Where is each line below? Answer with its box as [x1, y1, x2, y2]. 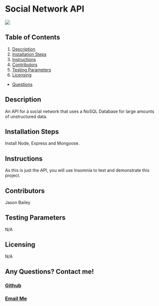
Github [5, 282, 22, 289]
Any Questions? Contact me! [5, 268, 94, 276]
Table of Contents [5, 33, 61, 42]
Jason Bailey [5, 200, 31, 205]
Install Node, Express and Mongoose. [5, 140, 80, 146]
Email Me [5, 295, 28, 302]
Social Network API [5, 3, 85, 15]
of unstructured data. [5, 113, 48, 119]
